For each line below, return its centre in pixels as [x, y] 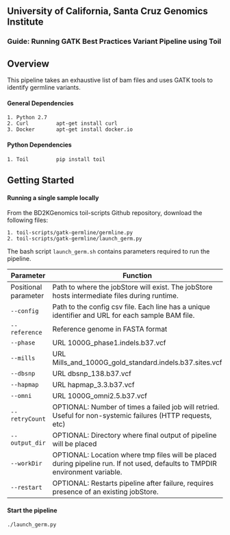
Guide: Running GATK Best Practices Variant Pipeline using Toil [114, 42]
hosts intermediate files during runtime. [116, 296]
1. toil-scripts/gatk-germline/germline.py [70, 233]
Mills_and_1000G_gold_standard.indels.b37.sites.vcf [137, 362]
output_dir [28, 443]
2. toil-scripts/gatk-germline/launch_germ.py [75, 239]
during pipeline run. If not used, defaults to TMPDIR [135, 464]
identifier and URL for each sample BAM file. [124, 316]
